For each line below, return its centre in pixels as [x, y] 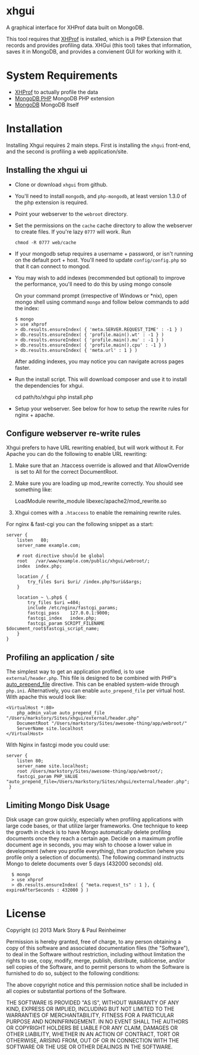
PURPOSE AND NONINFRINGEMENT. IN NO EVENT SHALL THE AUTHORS [97, 1021]
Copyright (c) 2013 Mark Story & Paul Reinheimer [66, 930]
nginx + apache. [34, 415]
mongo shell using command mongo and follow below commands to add [102, 302]
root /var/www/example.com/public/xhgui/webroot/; [83, 561]
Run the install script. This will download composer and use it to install [101, 379]
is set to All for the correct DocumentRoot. [66, 472]
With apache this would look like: [47, 697]
